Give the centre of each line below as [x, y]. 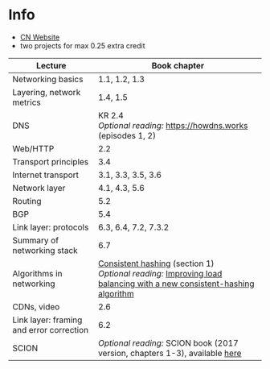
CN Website [40, 37]
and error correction [51, 330]
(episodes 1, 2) [127, 135]
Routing [27, 201]
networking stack [45, 250]
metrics [27, 102]
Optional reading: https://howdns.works [173, 125]
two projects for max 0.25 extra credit [82, 45]
